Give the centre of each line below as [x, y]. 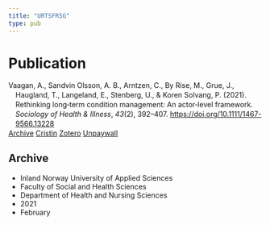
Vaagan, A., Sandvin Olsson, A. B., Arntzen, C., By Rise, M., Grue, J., [121, 85]
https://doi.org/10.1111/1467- [216, 115]
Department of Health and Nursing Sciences [93, 195]
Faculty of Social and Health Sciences [83, 186]
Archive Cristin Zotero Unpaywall [63, 133]
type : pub [25, 23]
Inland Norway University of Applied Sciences [96, 177]
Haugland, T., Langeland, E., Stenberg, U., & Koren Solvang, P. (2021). [131, 95]
